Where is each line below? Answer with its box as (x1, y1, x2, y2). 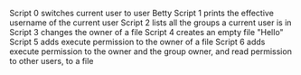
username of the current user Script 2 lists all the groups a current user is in (9, 17, 292, 28)
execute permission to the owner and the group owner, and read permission (9, 46, 292, 57)
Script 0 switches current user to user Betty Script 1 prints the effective (9, 8, 274, 18)
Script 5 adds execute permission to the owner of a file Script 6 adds (9, 36, 266, 47)
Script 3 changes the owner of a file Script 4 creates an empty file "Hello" (9, 27, 284, 37)
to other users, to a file (9, 56, 94, 66)
